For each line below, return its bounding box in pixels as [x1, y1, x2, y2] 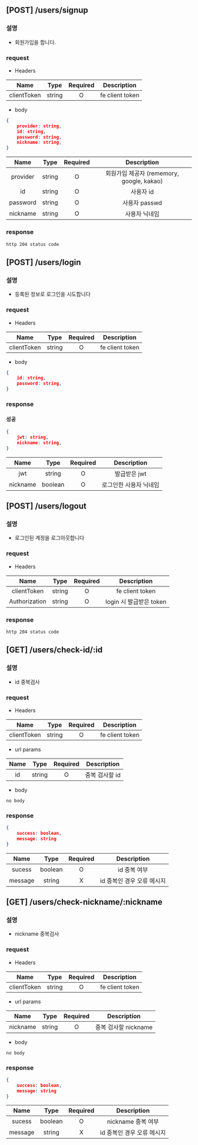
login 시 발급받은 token [105, 598, 167, 606]
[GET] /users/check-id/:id [6, 645, 103, 655]
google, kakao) [121, 177, 163, 185]
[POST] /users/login [6, 257, 81, 267]
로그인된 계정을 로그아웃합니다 [14, 534, 84, 542]
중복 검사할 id [85, 770, 121, 779]
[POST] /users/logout [6, 501, 87, 511]
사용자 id [130, 188, 154, 196]
